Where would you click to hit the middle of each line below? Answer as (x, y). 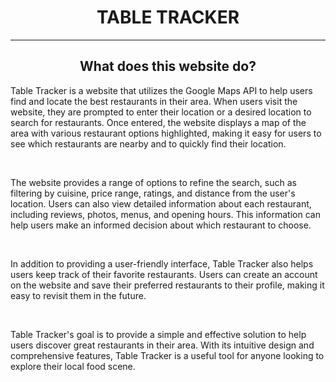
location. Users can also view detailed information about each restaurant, (161, 203)
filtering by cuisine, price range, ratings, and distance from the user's (153, 193)
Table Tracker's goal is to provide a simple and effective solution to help (158, 334)
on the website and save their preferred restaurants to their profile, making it (167, 285)
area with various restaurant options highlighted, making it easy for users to (166, 133)
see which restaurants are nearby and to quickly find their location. (148, 143)
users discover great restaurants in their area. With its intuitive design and (162, 345)
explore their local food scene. (73, 366)
